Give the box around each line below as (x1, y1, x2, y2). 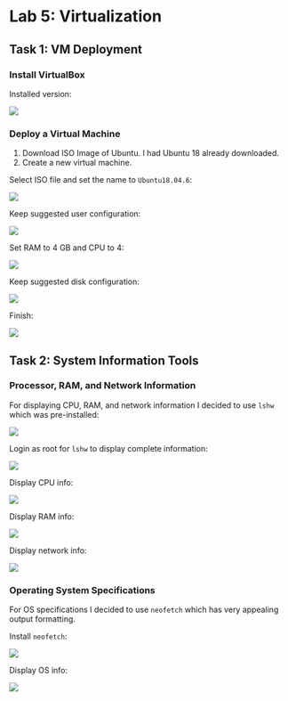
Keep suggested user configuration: (9, 208, 141, 219)
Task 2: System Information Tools (9, 353, 199, 368)
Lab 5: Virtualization (9, 6, 163, 27)
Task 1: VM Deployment (9, 42, 143, 57)
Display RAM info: (9, 510, 75, 522)
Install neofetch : (9, 631, 68, 642)
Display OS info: (9, 665, 68, 676)
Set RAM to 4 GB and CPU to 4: (9, 242, 124, 253)
